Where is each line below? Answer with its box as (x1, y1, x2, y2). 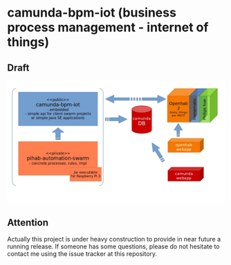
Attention (7, 217, 48, 228)
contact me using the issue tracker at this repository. (7, 250, 158, 258)
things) (7, 35, 50, 50)
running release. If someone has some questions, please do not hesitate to (7, 242, 220, 250)
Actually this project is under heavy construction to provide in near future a (7, 235, 221, 244)
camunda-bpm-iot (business (7, 5, 176, 21)
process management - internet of (7, 19, 209, 35)
